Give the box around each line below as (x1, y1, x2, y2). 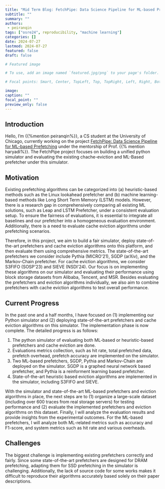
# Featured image (5, 62, 41, 67)
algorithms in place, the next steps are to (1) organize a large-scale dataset (5, 393, 157, 399)
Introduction (5, 120, 44, 128)
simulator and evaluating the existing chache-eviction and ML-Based (5, 154, 144, 160)
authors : (5, 21, 23, 26)
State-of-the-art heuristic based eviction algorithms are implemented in (12, 374, 157, 380)
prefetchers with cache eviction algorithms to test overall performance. (5, 285, 149, 291)
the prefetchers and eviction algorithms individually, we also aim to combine (5, 279, 159, 285)
